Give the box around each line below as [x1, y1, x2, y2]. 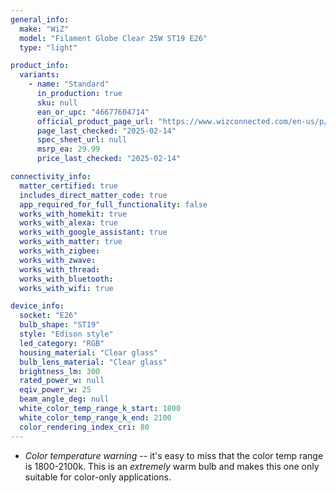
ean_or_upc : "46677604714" [36, 107, 150, 117]
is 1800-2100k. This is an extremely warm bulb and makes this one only [24, 460, 320, 472]
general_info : [10, 14, 70, 25]
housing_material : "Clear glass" [19, 347, 159, 358]
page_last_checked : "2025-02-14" [36, 126, 177, 136]
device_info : [10, 301, 65, 311]
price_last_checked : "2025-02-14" [36, 154, 182, 164]
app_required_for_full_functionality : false [19, 199, 208, 210]
